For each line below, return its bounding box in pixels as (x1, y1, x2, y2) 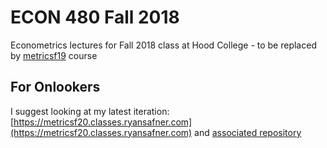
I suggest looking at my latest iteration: (10, 105, 170, 117)
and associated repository (194, 126, 302, 138)
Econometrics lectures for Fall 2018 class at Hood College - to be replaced (10, 39, 317, 51)
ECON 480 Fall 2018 (10, 6, 180, 29)
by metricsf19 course (10, 49, 98, 61)
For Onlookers (10, 79, 101, 96)
